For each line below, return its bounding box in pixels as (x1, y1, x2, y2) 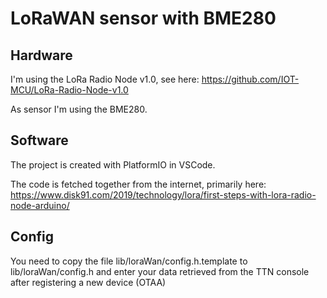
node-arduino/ (10, 199, 70, 211)
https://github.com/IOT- (201, 73, 300, 85)
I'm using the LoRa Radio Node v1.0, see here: (10, 73, 200, 85)
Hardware (10, 47, 73, 64)
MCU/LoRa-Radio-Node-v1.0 (10, 84, 129, 96)
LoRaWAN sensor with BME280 (10, 7, 277, 30)
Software (10, 132, 69, 149)
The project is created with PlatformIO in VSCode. (10, 158, 216, 171)
